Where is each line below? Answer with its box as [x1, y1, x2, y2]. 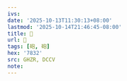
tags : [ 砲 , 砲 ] [7, 43, 50, 50]
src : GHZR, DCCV [7, 56, 55, 63]
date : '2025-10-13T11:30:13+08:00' [7, 17, 113, 24]
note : [7, 63, 23, 70]
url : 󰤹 [7, 37, 27, 44]
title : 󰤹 [7, 30, 33, 37]
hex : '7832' [7, 50, 43, 57]
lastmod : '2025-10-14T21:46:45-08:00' [7, 23, 122, 30]
